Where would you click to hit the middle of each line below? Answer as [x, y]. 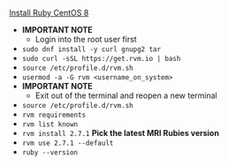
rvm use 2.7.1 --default [68, 143]
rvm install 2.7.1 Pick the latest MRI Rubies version [120, 133]
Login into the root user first [86, 39]
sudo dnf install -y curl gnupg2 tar [91, 49]
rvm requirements [54, 115]
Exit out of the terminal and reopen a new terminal [126, 95]
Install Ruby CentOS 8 [49, 13]
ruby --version [50, 153]
